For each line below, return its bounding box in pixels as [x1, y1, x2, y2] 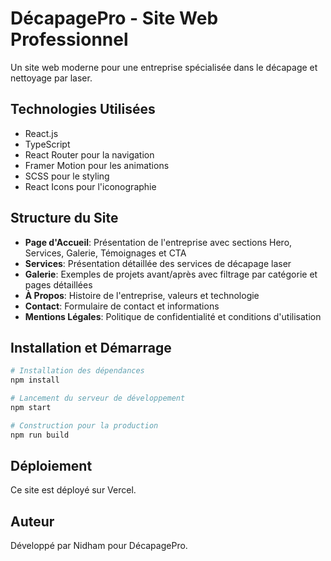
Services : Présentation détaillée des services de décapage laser [24, 257, 292, 269]
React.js [24, 127, 59, 139]
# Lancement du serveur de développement [10, 393, 186, 404]
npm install [10, 375, 60, 386]
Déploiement [10, 458, 93, 475]
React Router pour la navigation [24, 148, 155, 161]
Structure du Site [10, 210, 119, 227]
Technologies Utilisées [10, 101, 156, 118]
